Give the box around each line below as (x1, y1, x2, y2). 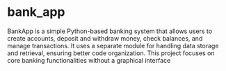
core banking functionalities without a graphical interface (7, 56, 171, 64)
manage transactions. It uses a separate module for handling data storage (7, 41, 219, 50)
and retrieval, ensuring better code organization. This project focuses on (7, 49, 215, 57)
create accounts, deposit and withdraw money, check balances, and (7, 34, 203, 42)
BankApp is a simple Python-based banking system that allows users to (7, 27, 213, 35)
